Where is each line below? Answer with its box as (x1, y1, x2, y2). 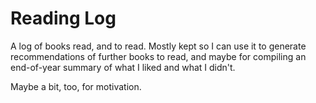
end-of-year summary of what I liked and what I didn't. (10, 61, 236, 73)
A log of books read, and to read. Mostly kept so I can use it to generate (10, 40, 307, 52)
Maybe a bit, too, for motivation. (10, 80, 142, 92)
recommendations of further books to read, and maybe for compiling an (10, 50, 307, 62)
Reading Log (10, 7, 117, 30)
